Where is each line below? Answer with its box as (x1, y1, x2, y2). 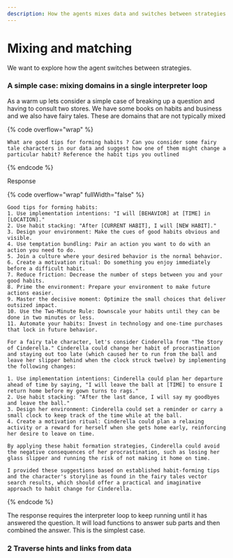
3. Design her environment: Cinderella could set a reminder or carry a (7, 406, 223, 413)
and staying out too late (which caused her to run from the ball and (7, 350, 217, 357)
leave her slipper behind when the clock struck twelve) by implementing (7, 357, 227, 364)
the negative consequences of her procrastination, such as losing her (7, 448, 220, 455)
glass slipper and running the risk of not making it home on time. (7, 455, 211, 462)
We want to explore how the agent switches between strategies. (7, 64, 192, 72)
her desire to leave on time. (7, 430, 96, 437)
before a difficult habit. (7, 265, 86, 272)
